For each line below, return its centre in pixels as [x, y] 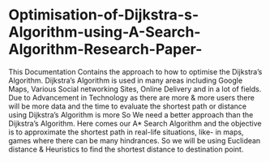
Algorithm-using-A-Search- [105, 32]
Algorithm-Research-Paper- [105, 49]
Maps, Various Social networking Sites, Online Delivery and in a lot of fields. [135, 89]
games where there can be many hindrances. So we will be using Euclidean [135, 140]
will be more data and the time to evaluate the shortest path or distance [128, 106]
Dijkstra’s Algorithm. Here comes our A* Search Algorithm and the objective [135, 123]
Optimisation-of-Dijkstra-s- [104, 15]
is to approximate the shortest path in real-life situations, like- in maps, [126, 132]
